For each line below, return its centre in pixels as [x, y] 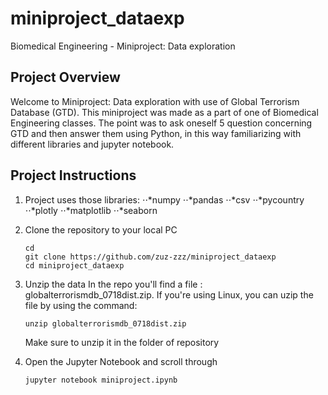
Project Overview [65, 77]
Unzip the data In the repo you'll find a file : [113, 284]
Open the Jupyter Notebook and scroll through [121, 361]
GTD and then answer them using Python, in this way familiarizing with [156, 133]
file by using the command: [81, 305]
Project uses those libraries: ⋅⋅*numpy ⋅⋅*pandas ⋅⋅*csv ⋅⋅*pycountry [164, 199]
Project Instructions [73, 175]
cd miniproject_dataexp [74, 265]
